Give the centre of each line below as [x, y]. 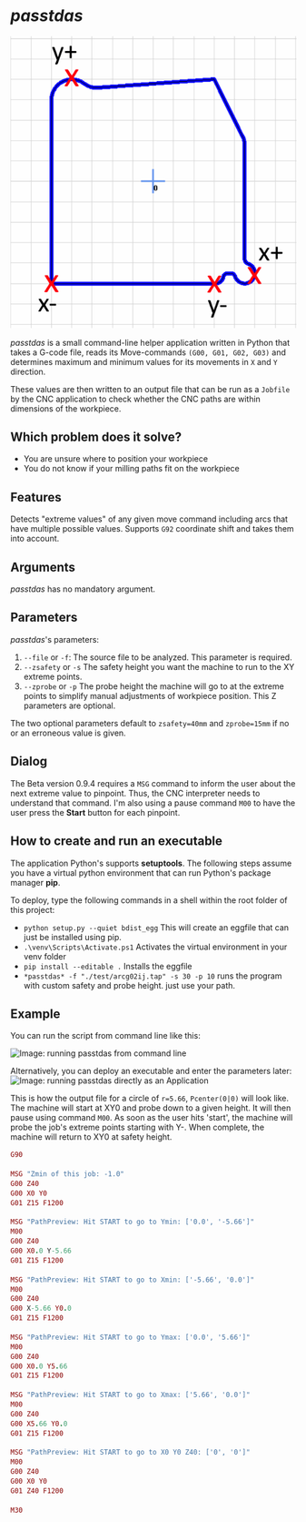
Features [36, 497]
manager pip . [35, 882]
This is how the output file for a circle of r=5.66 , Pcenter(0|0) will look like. [150, 1099]
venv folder [44, 956]
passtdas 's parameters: [54, 639]
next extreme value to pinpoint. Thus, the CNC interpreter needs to [135, 793]
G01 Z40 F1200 [37, 1491]
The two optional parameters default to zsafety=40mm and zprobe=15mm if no [150, 723]
